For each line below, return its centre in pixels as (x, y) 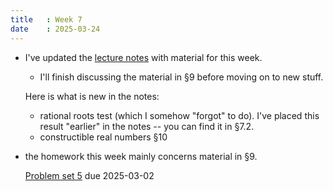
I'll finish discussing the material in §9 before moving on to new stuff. (181, 77)
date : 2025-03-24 (55, 29)
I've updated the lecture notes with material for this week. (143, 57)
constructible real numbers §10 (103, 137)
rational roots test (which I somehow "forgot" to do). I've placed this (179, 115)
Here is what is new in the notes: (92, 96)
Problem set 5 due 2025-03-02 (89, 175)
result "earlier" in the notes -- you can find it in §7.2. (147, 126)
